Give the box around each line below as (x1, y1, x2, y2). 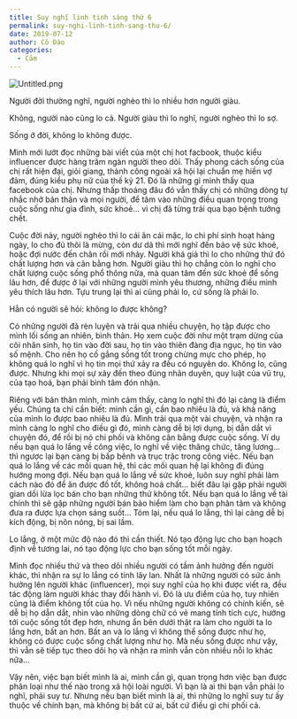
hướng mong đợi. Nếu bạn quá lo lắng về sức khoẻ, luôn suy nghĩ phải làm (9, 470, 279, 480)
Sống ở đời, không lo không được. (9, 130, 133, 140)
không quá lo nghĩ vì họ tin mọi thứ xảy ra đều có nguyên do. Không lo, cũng (9, 359, 287, 368)
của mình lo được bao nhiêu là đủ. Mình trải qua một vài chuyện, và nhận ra (9, 414, 283, 423)
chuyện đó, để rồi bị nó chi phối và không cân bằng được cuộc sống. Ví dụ (9, 432, 281, 443)
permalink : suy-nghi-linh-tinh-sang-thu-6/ (9, 21, 172, 30)
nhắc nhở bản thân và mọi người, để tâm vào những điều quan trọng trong (9, 194, 278, 205)
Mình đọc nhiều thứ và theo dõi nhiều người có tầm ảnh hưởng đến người (9, 561, 274, 571)
